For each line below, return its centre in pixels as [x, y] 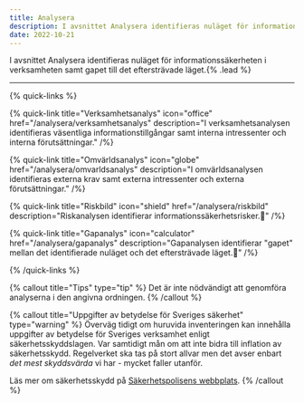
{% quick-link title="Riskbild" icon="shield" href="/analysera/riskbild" [139, 206]
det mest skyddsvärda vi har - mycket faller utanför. [106, 363]
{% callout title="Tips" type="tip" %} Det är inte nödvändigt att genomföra [148, 288]
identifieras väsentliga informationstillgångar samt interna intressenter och [148, 133]
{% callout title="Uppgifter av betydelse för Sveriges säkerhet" [127, 315]
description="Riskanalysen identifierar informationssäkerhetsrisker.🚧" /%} [147, 216]
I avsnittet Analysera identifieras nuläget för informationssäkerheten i [138, 61]
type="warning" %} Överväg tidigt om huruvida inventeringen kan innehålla [150, 325]
